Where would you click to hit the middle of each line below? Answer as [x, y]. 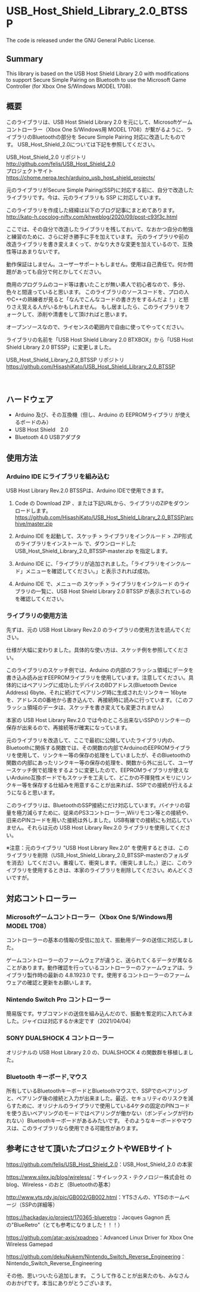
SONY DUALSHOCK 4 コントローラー [60, 1038]
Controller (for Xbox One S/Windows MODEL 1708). [69, 86]
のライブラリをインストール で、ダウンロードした [75, 544]
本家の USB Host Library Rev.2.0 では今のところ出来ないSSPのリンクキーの [99, 720]
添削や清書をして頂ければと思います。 [84, 314]
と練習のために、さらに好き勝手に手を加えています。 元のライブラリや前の [98, 237]
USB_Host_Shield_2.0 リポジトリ [46, 157]
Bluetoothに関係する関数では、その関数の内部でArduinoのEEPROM [88, 748]
